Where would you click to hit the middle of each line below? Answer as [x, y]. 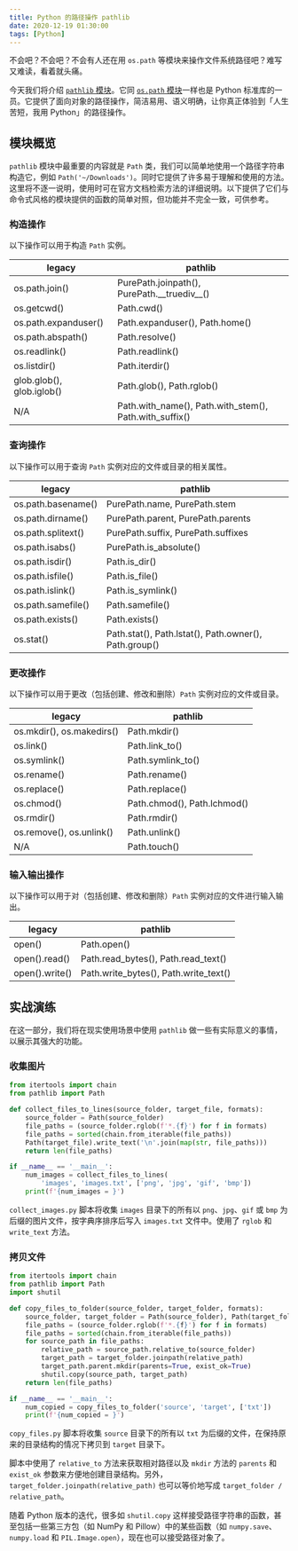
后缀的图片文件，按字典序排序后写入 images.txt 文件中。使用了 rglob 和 [141, 1220]
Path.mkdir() [153, 731]
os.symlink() [39, 760]
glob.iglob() [38, 391]
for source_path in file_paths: [85, 1342]
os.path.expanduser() [59, 323]
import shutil [35, 1293]
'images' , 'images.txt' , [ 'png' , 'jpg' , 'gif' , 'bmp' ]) [146, 1184]
